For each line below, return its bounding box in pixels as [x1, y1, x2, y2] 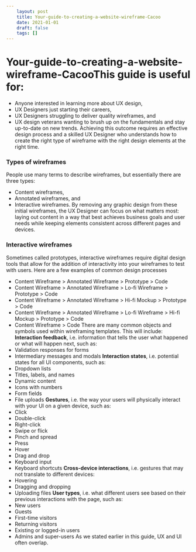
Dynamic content [14, 377, 56, 384]
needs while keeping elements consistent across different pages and [14, 220, 181, 227]
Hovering [14, 476, 37, 484]
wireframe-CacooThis [6, 68, 115, 81]
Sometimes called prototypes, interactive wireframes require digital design [6, 254, 186, 261]
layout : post [16, 8, 49, 15]
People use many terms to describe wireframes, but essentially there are [6, 171, 181, 179]
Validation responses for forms [14, 346, 89, 353]
